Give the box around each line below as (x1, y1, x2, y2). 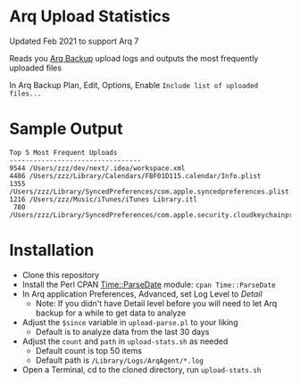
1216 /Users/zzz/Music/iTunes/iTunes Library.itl (9, 194, 198, 204)
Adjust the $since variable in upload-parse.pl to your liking (21, 316, 238, 327)
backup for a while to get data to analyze (35, 307, 187, 318)
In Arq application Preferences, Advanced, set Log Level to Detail (21, 288, 262, 299)
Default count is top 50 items (35, 345, 143, 355)
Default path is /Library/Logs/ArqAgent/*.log (35, 355, 204, 365)
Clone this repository (21, 269, 100, 280)
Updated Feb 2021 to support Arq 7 (9, 36, 139, 46)
